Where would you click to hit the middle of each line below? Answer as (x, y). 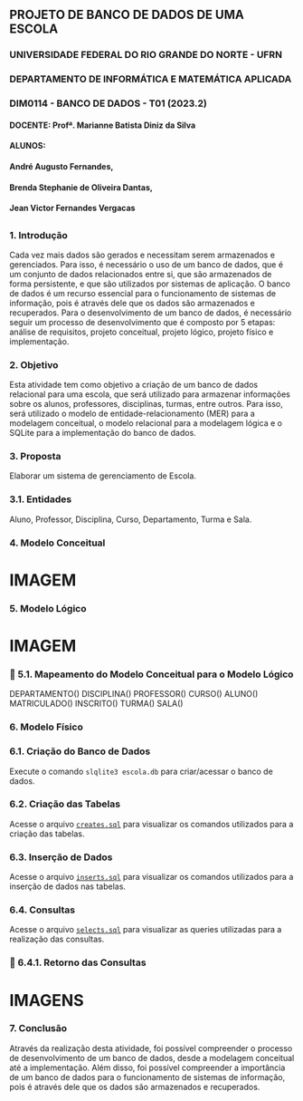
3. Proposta (35, 457)
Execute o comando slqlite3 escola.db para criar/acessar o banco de (141, 771)
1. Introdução (38, 235)
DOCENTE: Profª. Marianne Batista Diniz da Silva (103, 125)
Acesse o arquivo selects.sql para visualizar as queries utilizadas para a (146, 930)
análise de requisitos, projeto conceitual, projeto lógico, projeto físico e (142, 332)
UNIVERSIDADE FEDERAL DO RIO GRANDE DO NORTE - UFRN (146, 55)
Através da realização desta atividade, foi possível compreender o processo (151, 1048)
